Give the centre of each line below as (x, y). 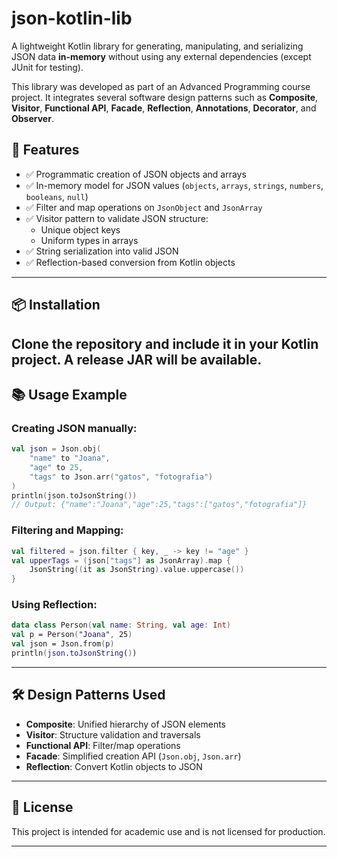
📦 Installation (56, 305)
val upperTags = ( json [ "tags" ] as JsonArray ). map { (121, 560)
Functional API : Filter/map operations (103, 745)
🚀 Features (45, 150)
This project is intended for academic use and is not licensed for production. (168, 831)
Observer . (32, 118)
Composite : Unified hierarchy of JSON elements (126, 724)
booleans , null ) (57, 196)
